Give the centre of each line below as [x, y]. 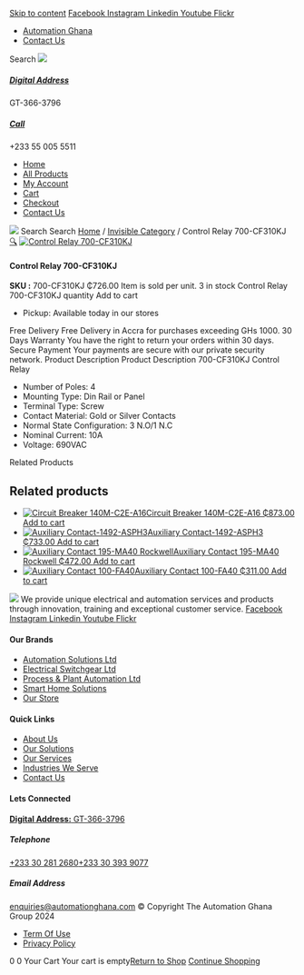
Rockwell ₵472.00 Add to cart [79, 561]
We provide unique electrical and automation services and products [147, 599]
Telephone [30, 840]
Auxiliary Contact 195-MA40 [226, 551]
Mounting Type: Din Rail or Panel [83, 397]
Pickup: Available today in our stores [90, 313]
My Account [45, 183]
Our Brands [31, 639]
